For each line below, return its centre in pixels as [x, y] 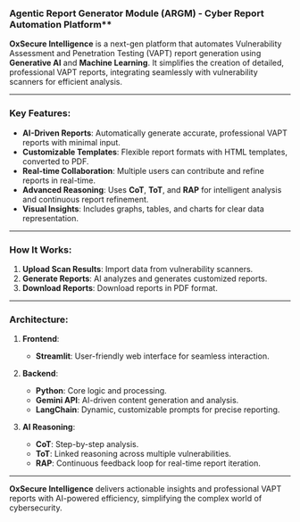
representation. [50, 218]
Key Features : [40, 113]
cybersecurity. [36, 508]
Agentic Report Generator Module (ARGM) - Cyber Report [137, 13]
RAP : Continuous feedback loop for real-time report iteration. [148, 463]
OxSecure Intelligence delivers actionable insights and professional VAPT [146, 489]
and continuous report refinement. [85, 199]
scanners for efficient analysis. [66, 82]
